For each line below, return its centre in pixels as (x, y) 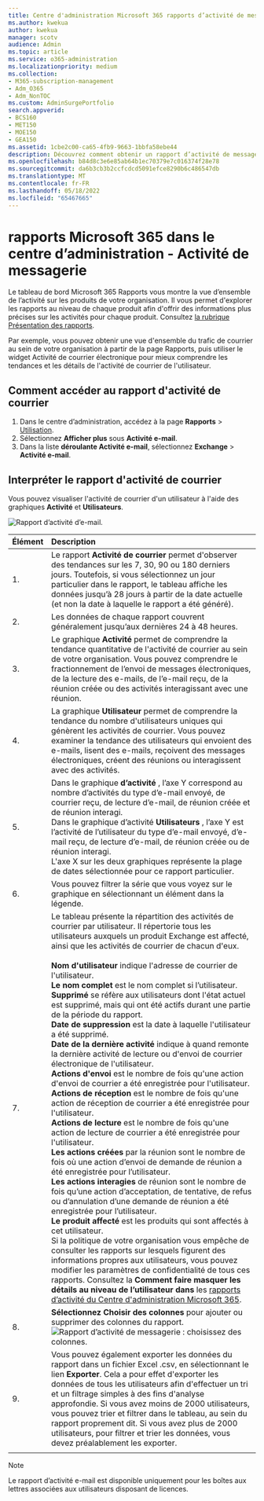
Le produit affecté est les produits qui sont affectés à (150, 1221)
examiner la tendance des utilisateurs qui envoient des (151, 741)
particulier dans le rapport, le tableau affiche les (139, 585)
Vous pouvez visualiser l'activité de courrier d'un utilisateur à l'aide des (124, 499)
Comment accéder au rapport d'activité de (115, 390)
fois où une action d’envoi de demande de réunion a (146, 1162)
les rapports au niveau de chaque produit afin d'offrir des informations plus (130, 309)
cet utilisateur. (77, 1231)
